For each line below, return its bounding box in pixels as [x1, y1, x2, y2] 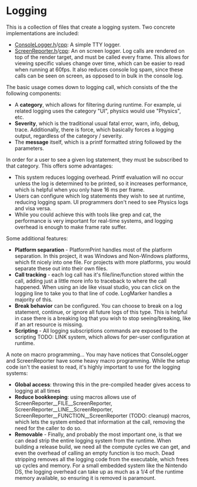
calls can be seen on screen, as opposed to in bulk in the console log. [14, 72, 184, 79]
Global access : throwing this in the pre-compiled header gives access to [14, 381, 191, 388]
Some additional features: [6, 234, 69, 241]
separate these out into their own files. [14, 265, 108, 272]
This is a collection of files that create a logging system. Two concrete [6, 23, 175, 30]
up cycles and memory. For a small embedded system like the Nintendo [14, 462, 188, 469]
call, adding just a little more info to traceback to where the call [14, 277, 167, 284]
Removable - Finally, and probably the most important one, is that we [14, 431, 182, 438]
